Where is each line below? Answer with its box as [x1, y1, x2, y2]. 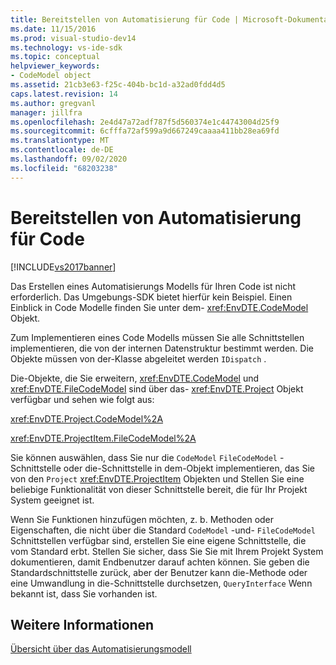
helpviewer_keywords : [10, 61, 101, 71]
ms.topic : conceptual [10, 52, 101, 62]
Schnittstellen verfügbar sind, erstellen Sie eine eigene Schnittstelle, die [10, 534, 307, 546]
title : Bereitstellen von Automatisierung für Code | [10, 14, 240, 25]
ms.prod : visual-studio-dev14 [10, 33, 137, 43]
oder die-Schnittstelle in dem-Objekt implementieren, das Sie [63, 462, 315, 474]
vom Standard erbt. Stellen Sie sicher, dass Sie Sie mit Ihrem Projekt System [10, 545, 324, 557]
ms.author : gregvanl [10, 98, 97, 108]
